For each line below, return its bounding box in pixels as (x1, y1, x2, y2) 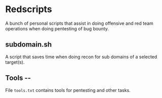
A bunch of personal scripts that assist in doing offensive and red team (5, 20, 154, 26)
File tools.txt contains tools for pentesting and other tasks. (5, 87, 131, 93)
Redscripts (5, 4, 52, 15)
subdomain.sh (5, 40, 52, 49)
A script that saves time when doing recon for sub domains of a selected (5, 54, 157, 60)
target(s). (5, 59, 25, 65)
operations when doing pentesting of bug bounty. (5, 25, 109, 31)
